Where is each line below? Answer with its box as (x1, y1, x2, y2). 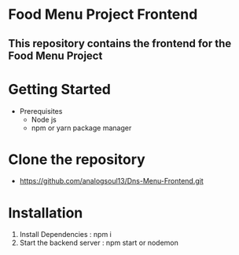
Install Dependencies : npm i (19, 230, 112, 239)
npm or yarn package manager (31, 123, 132, 133)
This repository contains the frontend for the (8, 37, 232, 50)
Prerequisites (19, 106, 63, 115)
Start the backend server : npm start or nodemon (19, 238, 178, 248)
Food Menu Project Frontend (8, 5, 198, 24)
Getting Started (8, 80, 112, 98)
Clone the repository (8, 151, 145, 168)
